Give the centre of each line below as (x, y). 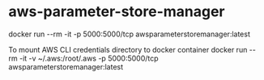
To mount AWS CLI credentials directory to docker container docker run (128, 49)
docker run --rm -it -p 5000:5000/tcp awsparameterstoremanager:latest (130, 34)
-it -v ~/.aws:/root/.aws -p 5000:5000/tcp (89, 58)
